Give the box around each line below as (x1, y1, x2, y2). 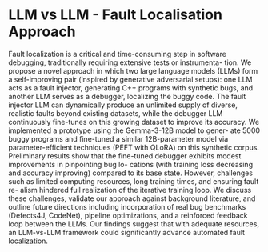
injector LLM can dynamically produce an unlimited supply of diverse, (8, 100, 238, 110)
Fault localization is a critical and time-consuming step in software (8, 49, 226, 58)
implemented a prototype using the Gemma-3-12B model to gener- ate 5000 (8, 126, 261, 135)
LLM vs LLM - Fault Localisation (8, 6, 222, 24)
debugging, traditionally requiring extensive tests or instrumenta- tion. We (8, 58, 252, 67)
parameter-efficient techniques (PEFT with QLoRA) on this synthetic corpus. (8, 142, 260, 152)
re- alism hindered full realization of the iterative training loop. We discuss (8, 185, 252, 194)
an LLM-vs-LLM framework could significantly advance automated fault (8, 227, 246, 237)
